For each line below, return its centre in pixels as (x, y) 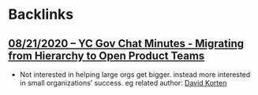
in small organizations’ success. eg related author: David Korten (123, 83)
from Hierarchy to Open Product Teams (107, 55)
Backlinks (41, 15)
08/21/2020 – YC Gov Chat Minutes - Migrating (126, 44)
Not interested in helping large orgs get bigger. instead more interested (135, 75)
